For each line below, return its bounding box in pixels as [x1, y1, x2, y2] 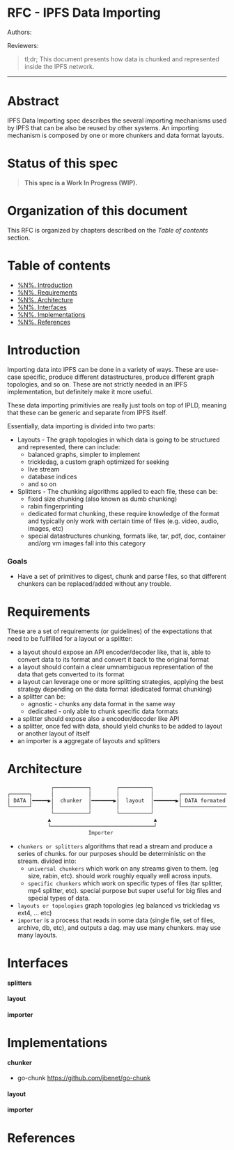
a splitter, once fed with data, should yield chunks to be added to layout [17, 722, 223, 730]
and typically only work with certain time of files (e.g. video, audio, [27, 517, 219, 525]
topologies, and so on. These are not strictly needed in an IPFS [7, 380, 188, 388]
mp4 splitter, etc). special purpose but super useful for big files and [27, 886, 221, 894]
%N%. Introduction [17, 281, 73, 289]
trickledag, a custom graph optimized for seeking [27, 458, 169, 466]
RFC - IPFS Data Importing [7, 5, 162, 21]
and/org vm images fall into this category [27, 538, 146, 547]
